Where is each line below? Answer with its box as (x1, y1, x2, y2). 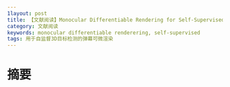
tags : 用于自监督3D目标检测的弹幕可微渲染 (7, 36, 114, 42)
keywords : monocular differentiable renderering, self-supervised (7, 29, 201, 36)
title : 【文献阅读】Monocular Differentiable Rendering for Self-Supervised (7, 16, 225, 23)
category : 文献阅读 (7, 23, 59, 29)
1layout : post (7, 10, 48, 17)
